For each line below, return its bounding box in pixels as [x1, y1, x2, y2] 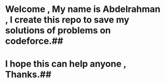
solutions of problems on [5, 25, 111, 36]
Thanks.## [5, 69, 51, 80]
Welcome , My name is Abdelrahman [5, 3, 161, 15]
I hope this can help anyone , [5, 58, 126, 69]
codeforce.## [5, 35, 63, 47]
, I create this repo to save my [5, 14, 129, 25]
